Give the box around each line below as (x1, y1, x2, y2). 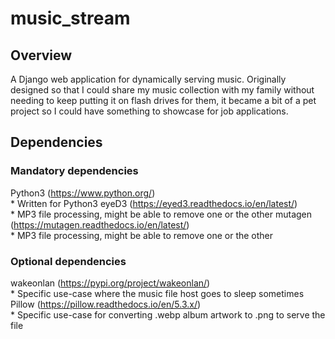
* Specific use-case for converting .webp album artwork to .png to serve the (10, 308, 326, 321)
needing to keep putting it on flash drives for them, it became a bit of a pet (10, 95, 317, 106)
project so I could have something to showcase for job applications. (10, 105, 289, 117)
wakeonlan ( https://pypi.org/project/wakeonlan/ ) (10, 277, 211, 289)
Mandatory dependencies (10, 164, 139, 178)
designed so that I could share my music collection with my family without (10, 84, 315, 96)
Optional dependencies (10, 254, 127, 268)
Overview (10, 47, 73, 64)
